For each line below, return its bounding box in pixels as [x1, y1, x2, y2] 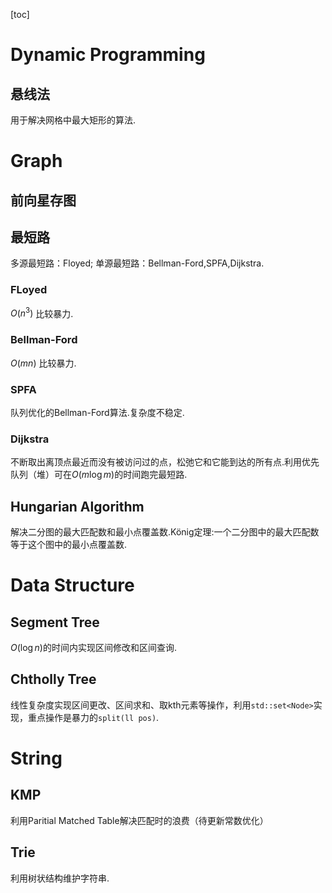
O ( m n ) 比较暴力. [10, 357, 77, 369]
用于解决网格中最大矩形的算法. [10, 114, 137, 126]
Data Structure [10, 574, 135, 597]
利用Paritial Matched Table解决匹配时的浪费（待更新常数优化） [10, 814, 269, 826]
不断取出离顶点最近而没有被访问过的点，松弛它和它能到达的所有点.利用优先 [10, 456, 320, 468]
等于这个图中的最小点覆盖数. [10, 539, 128, 551]
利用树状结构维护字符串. [10, 872, 110, 884]
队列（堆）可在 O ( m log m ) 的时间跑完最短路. [10, 469, 188, 481]
